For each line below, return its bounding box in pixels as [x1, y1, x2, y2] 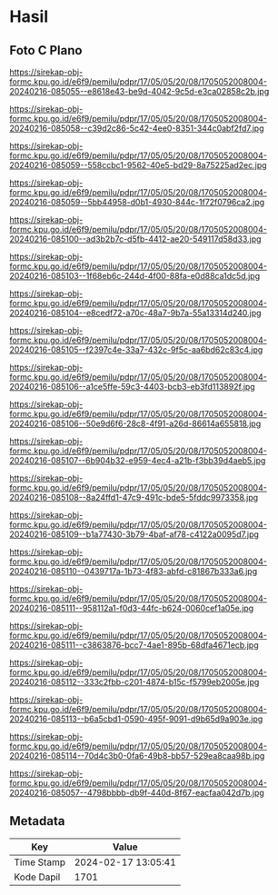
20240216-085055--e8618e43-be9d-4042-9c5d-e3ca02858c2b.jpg [9, 86, 270, 96]
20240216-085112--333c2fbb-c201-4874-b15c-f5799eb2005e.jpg [9, 677, 260, 687]
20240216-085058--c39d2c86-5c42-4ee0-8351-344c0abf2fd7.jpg [9, 123, 264, 134]
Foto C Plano [9, 43, 83, 58]
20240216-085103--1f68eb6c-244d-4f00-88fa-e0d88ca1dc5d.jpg [9, 271, 261, 281]
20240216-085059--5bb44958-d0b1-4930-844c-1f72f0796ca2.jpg [9, 197, 265, 207]
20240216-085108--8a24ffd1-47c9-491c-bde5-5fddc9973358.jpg [9, 492, 259, 502]
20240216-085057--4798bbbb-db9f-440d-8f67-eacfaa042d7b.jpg [9, 788, 265, 798]
